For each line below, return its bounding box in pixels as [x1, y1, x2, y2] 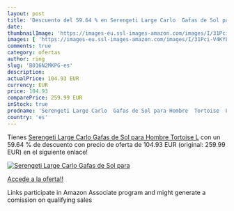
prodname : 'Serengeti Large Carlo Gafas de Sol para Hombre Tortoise [7, 107, 219, 114]
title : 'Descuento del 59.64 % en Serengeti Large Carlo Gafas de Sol [7, 17, 219, 24]
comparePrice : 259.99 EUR [7, 95, 82, 102]
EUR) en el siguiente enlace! [7, 148, 88, 156]
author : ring [7, 56, 45, 63]
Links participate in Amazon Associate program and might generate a [7, 188, 206, 196]
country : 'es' [7, 114, 49, 120]
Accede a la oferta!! [7, 175, 64, 183]
